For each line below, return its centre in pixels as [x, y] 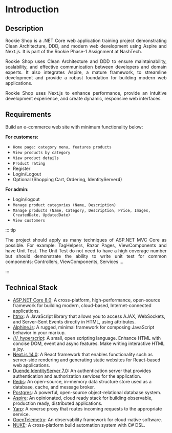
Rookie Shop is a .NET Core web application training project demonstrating [86, 40]
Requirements [28, 114]
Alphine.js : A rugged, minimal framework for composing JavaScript [83, 327]
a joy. [18, 349]
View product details [36, 158]
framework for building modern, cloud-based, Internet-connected [82, 305]
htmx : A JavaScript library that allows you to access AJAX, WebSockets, [89, 316]
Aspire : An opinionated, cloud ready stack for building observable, [82, 398]
